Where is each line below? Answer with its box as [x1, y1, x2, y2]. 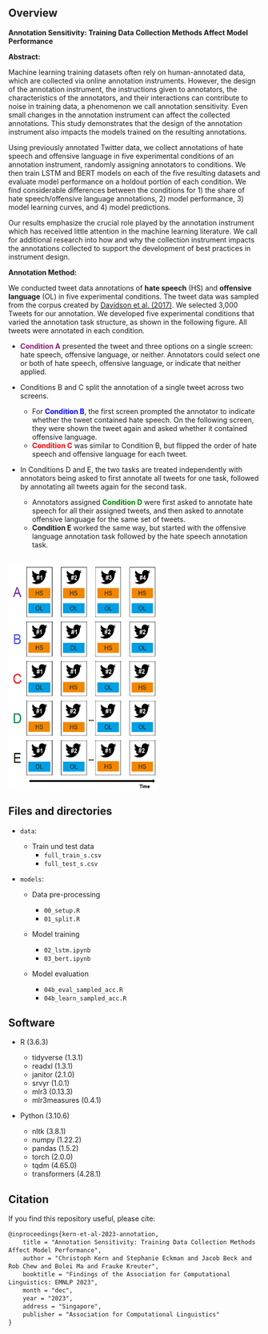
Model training [31, 929, 80, 938]
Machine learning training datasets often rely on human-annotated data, [8, 67, 246, 77]
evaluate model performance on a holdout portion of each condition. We [8, 177, 246, 186]
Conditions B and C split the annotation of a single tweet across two [19, 382, 244, 392]
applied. [19, 367, 47, 376]
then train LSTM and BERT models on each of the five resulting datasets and [8, 168, 261, 177]
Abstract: [8, 51, 41, 61]
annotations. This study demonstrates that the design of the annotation [8, 118, 242, 128]
